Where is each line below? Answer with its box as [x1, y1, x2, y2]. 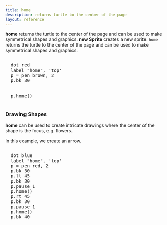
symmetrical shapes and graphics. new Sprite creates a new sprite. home [5, 36, 158, 42]
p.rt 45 [10, 193, 30, 199]
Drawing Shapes [5, 110, 47, 118]
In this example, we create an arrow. [5, 138, 82, 144]
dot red [10, 62, 30, 68]
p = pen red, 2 [10, 163, 49, 169]
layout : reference [5, 17, 44, 22]
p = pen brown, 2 [10, 73, 54, 78]
